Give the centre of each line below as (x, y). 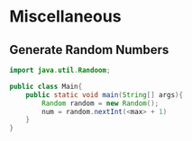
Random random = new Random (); (101, 103)
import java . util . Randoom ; (60, 70)
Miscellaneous (65, 17)
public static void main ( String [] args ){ (104, 95)
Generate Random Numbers (89, 50)
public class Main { (46, 86)
